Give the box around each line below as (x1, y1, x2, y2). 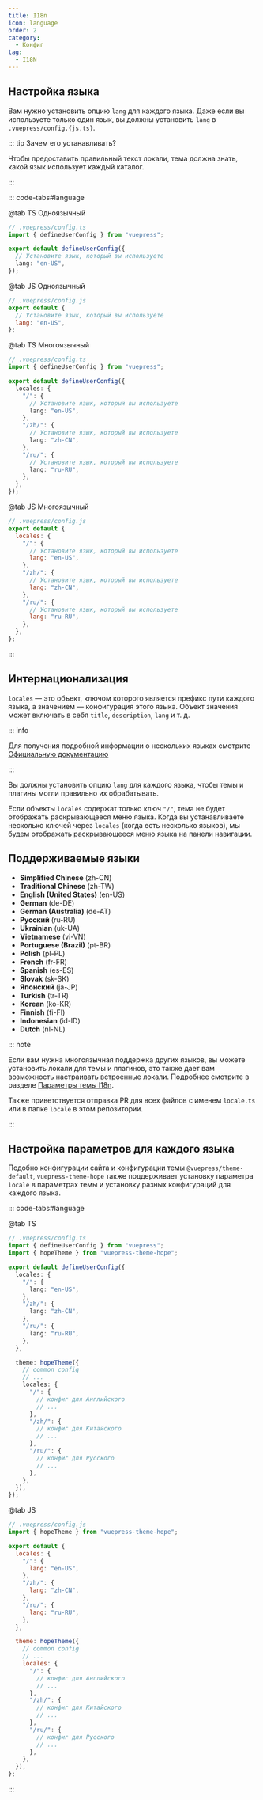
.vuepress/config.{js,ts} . (8, 123, 96, 132)
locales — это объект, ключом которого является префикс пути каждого (8, 693, 255, 703)
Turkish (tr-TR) (19, 990, 70, 1000)
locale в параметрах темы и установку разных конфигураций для (8, 1180, 231, 1190)
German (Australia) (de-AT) (19, 906, 111, 916)
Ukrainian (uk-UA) (19, 923, 81, 932)
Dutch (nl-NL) (19, 1024, 66, 1034)
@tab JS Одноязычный (8, 281, 85, 291)
